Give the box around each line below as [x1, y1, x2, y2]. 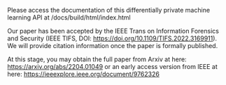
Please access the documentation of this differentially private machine [7, 6, 211, 14]
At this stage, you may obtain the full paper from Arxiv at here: [7, 55, 187, 63]
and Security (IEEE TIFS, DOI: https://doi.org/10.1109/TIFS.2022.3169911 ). [7, 34, 218, 42]
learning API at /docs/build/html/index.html [7, 13, 131, 22]
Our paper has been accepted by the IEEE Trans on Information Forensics [7, 27, 219, 35]
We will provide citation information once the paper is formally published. [7, 42, 218, 49]
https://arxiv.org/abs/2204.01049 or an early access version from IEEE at [7, 63, 218, 70]
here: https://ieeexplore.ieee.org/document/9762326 [7, 70, 160, 78]
